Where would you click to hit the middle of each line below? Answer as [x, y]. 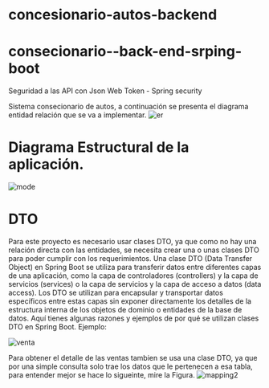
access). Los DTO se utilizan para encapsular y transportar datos [116, 292]
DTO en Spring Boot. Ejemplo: [57, 327]
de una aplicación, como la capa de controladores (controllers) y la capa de [133, 276]
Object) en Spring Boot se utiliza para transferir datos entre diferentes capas [135, 267]
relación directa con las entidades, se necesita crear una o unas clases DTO [134, 250]
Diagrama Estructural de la [99, 147]
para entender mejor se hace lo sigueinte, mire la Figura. [102, 375]
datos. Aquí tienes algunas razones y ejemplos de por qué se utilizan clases [134, 318]
